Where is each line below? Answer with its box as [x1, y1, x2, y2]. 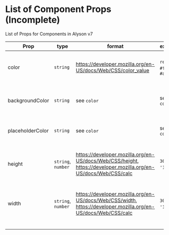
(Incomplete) [5, 14, 60, 26]
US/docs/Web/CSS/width [75, 197, 136, 204]
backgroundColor [8, 97, 49, 104]
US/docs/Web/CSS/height [75, 157, 138, 164]
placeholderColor [8, 127, 49, 134]
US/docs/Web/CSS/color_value [75, 67, 149, 74]
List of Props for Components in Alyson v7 [5, 31, 93, 37]
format [107, 43, 124, 50]
